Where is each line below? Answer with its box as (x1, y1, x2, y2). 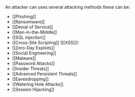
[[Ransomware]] (12, 19, 45, 24)
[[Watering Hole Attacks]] (12, 81, 64, 87)
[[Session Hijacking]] (12, 87, 55, 92)
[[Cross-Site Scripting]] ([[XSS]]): (12, 40, 79, 46)
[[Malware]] (12, 55, 36, 61)
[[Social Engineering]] (12, 50, 57, 56)
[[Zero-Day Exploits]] (12, 45, 55, 50)
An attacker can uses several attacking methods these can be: (5, 4, 131, 10)
